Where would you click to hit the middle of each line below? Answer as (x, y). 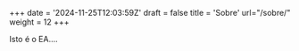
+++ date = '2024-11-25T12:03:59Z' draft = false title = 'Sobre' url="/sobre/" (150, 13)
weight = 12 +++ (39, 22)
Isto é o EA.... (33, 39)
